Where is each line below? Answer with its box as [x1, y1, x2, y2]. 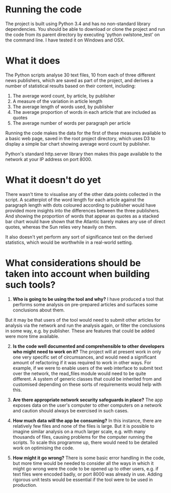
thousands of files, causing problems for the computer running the [12, 433, 153, 440]
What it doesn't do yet [5, 174, 101, 186]
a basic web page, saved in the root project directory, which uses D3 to [5, 135, 156, 142]
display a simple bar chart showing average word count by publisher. [5, 141, 151, 147]
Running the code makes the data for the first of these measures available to [5, 130, 166, 136]
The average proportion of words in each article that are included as [12, 109, 157, 115]
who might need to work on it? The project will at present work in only [12, 348, 162, 354]
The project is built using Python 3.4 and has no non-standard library [5, 21, 151, 27]
